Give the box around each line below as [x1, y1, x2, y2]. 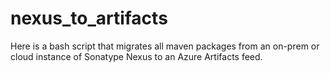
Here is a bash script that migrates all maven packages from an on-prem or [10, 40, 320, 52]
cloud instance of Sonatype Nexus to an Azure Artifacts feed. [10, 50, 263, 62]
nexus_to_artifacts [10, 7, 168, 30]
